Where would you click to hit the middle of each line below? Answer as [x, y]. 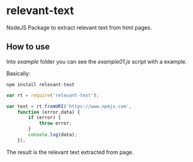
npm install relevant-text [40, 84]
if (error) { [45, 118]
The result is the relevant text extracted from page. [70, 152]
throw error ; [55, 123]
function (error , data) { [49, 112]
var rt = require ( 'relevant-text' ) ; [53, 95]
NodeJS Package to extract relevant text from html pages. [79, 28]
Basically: [18, 73]
